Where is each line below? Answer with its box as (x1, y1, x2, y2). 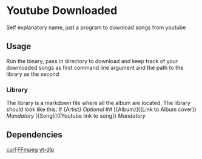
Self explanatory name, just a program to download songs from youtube (6, 24, 186, 31)
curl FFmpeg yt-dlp (6, 146, 55, 153)
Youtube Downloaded (6, 4, 118, 18)
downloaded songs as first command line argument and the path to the (6, 64, 184, 71)
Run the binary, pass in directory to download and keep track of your (6, 57, 178, 64)
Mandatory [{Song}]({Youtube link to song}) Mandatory (6, 112, 146, 120)
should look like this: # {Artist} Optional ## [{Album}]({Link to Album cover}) (6, 106, 197, 113)
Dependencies (6, 130, 62, 140)
